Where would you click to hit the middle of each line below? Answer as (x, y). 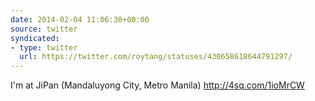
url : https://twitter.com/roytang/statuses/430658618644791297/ (156, 57)
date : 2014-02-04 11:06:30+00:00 (80, 19)
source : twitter (44, 29)
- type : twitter (44, 47)
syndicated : (35, 38)
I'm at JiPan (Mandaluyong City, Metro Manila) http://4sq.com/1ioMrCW (157, 85)
